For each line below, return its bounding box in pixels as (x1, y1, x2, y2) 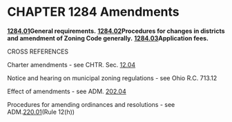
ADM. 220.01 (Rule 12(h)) (7, 108, 75, 116)
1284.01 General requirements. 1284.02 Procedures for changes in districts (7, 27, 225, 35)
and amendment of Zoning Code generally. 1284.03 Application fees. (7, 34, 209, 42)
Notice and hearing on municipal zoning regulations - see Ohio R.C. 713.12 (7, 73, 217, 82)
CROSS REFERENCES (7, 47, 69, 56)
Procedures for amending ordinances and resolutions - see (7, 100, 175, 108)
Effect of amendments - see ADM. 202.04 (7, 87, 126, 95)
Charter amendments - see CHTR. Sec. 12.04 (7, 60, 136, 69)
